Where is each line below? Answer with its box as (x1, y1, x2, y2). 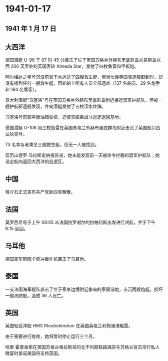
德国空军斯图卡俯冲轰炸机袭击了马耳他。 (5, 256, 88, 262)
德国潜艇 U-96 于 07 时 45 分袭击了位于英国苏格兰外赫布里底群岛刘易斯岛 (5, 57, 156, 63)
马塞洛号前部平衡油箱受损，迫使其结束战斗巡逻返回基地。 (5, 114, 123, 120)
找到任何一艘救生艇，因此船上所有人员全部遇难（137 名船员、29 (13, 80, 146, 86)
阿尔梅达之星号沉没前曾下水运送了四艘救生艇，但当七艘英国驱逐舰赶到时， (5, 74, 158, 80)
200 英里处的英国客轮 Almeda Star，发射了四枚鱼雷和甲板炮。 (10, 63, 139, 69)
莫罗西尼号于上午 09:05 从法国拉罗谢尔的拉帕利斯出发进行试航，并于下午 (5, 219, 156, 226)
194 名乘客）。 (10, 86, 39, 93)
